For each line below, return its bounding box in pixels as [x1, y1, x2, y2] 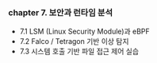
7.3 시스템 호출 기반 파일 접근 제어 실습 [19, 46, 140, 57]
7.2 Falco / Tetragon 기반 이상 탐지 [19, 37, 129, 46]
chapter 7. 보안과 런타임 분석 [8, 6, 113, 18]
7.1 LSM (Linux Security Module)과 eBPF [19, 26, 151, 37]
